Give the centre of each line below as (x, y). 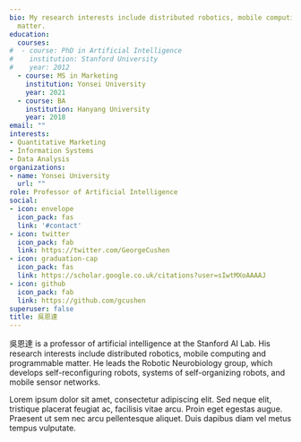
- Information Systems (52, 150)
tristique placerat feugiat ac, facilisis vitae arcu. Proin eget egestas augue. (146, 409)
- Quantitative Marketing (57, 142)
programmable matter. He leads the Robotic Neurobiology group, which (141, 363)
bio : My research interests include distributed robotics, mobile (136, 17)
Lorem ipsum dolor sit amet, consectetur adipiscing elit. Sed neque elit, (140, 400)
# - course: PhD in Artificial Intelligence (95, 51)
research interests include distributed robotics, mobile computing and (138, 353)
